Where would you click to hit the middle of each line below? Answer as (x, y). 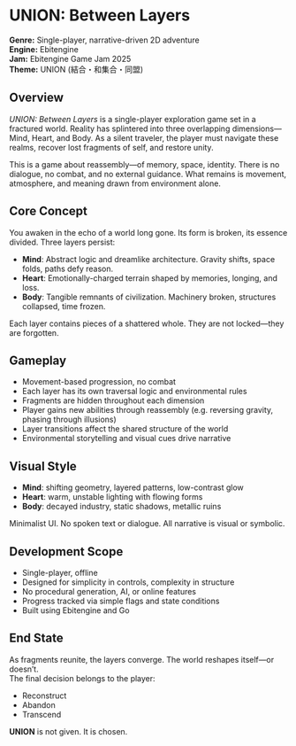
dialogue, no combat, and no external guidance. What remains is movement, (148, 174)
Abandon (38, 704)
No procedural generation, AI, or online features (109, 591)
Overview (37, 98)
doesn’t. (24, 669)
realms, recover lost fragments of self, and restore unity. (111, 147)
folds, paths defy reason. (68, 268)
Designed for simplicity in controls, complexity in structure (128, 582)
